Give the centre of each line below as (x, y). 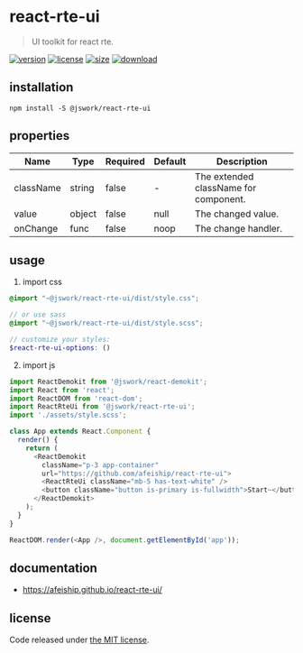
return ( (42, 448)
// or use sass (38, 315)
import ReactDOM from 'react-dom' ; (76, 399)
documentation (53, 568)
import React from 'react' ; (62, 390)
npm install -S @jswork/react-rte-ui (80, 108)
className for (226, 188)
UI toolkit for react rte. (73, 41)
